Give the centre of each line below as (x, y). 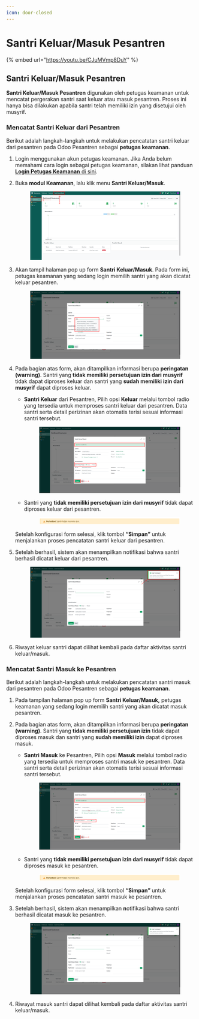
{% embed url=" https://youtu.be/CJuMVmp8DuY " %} (73, 59)
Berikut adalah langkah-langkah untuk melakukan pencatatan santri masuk (98, 682)
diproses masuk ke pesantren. (61, 866)
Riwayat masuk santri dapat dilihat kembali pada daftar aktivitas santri (101, 1003)
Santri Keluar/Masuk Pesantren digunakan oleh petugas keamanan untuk (98, 93)
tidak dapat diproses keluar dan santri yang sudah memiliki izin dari (99, 381)
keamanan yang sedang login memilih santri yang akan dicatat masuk (101, 707)
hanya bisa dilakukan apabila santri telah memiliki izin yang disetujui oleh (96, 105)
